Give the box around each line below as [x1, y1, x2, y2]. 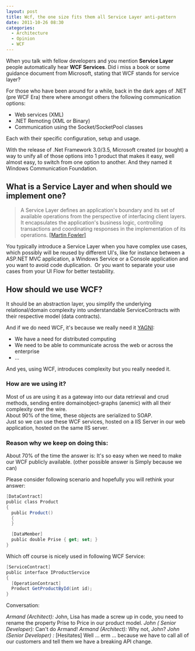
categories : [6, 25, 35, 31]
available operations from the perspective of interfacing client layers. [20, 213, 187, 220]
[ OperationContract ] [11, 580, 61, 586]
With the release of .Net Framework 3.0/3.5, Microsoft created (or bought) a [6, 146, 189, 153]
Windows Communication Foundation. [6, 165, 98, 172]
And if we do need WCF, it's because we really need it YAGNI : [6, 324, 155, 331]
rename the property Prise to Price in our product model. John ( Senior [6, 619, 176, 626]
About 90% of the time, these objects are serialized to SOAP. [6, 412, 153, 419]
